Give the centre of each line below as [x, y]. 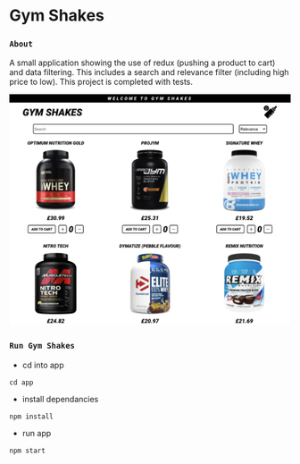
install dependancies [60, 399]
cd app [21, 382]
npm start [28, 451]
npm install [31, 417]
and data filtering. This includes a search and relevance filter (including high [149, 72]
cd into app [43, 365]
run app [37, 433]
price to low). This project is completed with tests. [101, 82]
